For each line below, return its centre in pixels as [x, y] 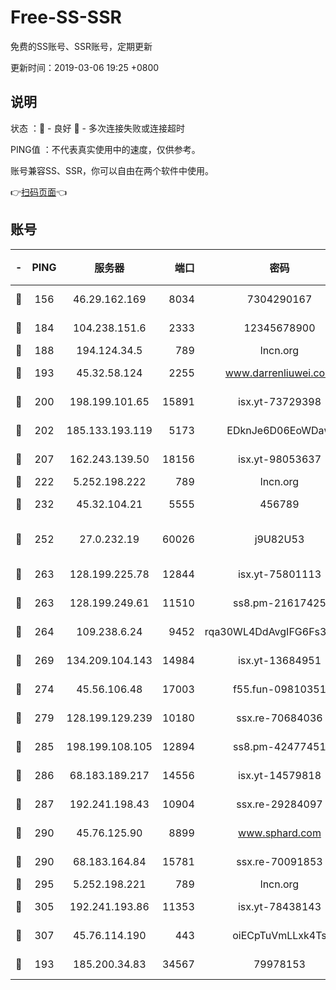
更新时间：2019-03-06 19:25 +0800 [85, 67]
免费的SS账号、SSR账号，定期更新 [81, 46]
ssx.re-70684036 [279, 718]
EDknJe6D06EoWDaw [279, 430]
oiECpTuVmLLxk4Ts [279, 935]
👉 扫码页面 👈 [39, 192]
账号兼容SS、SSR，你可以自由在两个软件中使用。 [112, 170]
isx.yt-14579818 [279, 775]
